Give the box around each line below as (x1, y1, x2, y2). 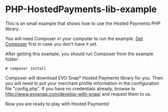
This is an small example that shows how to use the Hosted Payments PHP (5, 20, 161, 26)
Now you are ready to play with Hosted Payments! (5, 100, 110, 107)
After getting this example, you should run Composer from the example (5, 51, 153, 57)
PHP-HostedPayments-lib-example (5, 4, 157, 15)
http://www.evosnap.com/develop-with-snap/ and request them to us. (5, 91, 152, 97)
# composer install (5, 66, 47, 71)
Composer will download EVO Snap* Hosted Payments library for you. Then (5, 74, 163, 81)
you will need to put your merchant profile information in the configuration (5, 80, 159, 86)
